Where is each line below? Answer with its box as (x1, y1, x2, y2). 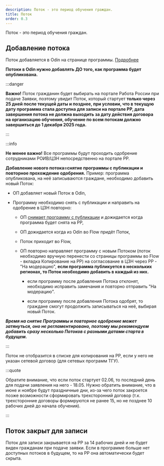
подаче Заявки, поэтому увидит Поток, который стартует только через (5, 96, 155, 102)
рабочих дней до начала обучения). (5, 403, 81, 409)
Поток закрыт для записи (5, 427, 88, 435)
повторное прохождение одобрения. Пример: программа (5, 170, 129, 176)
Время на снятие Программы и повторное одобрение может (5, 318, 137, 324)
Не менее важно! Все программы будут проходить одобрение (5, 150, 138, 156)
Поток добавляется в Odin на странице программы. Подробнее (5, 57, 139, 63)
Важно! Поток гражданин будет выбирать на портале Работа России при (5, 91, 159, 97)
